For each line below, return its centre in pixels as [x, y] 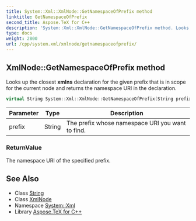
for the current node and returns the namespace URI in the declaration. [91, 88]
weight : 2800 [22, 39]
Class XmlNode [33, 199]
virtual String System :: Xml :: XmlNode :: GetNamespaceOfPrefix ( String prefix [99, 99]
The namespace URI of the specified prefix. [58, 160]
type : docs [19, 33]
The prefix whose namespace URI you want [126, 123]
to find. [76, 130]
